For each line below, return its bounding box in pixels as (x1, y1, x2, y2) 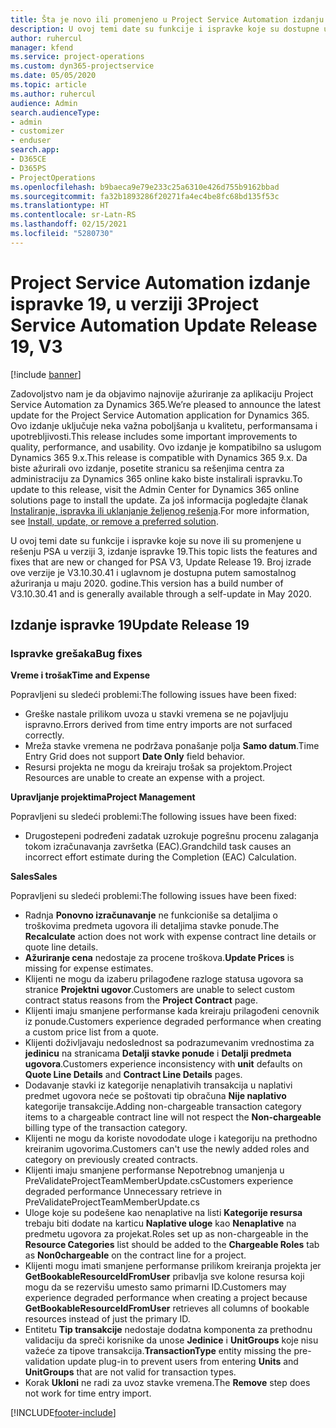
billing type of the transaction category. (24, 1122, 188, 1134)
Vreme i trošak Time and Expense (10, 669, 151, 681)
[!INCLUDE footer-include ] (10, 1407, 117, 1419)
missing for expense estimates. (24, 962, 154, 975)
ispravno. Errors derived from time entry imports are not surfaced (24, 719, 293, 731)
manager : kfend (10, 42, 74, 53)
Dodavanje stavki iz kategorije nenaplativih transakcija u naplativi (24, 1079, 293, 1091)
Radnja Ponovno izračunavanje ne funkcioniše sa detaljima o (24, 909, 278, 921)
